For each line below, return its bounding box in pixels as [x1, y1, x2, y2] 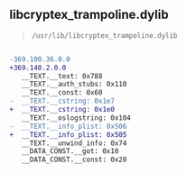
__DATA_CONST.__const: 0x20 [21, 155, 127, 165]
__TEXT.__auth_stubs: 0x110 [21, 80, 127, 89]
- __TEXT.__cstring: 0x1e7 [9, 96, 116, 106]
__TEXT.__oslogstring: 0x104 [21, 113, 131, 123]
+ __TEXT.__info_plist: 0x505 [9, 130, 127, 139]
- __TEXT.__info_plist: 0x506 [9, 122, 127, 131]
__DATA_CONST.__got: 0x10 [21, 147, 119, 156]
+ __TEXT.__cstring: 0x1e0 [9, 105, 116, 114]
